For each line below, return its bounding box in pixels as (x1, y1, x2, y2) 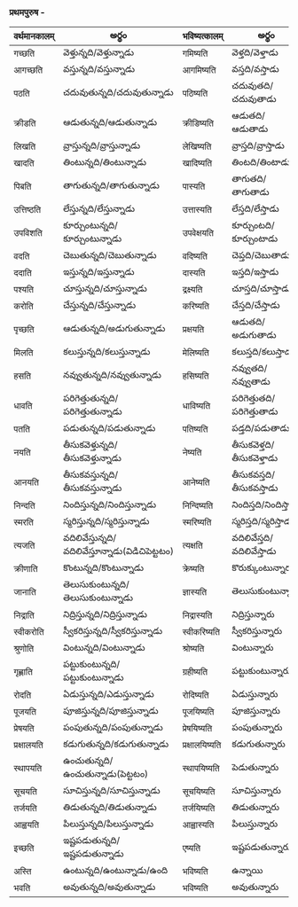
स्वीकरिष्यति (182, 626, 220, 638)
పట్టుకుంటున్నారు (231, 665, 292, 677)
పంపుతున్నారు (231, 721, 283, 733)
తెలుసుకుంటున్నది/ (63, 578, 130, 590)
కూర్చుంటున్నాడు (63, 232, 122, 245)
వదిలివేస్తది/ (231, 532, 273, 544)
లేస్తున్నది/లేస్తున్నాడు (63, 202, 136, 215)
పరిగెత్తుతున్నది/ (63, 392, 119, 404)
